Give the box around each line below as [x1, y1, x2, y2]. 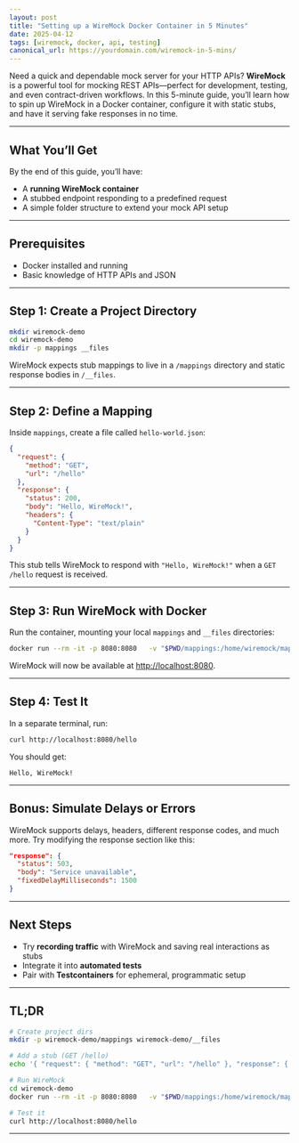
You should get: [9, 751, 67, 762]
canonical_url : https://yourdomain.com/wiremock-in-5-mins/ [9, 46, 238, 55]
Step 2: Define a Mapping [9, 403, 153, 418]
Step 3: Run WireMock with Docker [9, 603, 207, 619]
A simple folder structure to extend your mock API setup [21, 202, 229, 213]
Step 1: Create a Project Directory [9, 304, 198, 319]
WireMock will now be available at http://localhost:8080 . [9, 661, 216, 671]
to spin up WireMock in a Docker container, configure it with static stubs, [9, 99, 277, 109]
